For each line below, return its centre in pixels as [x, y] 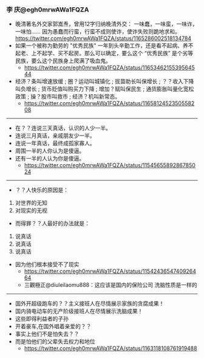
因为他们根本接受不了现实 [47, 264]
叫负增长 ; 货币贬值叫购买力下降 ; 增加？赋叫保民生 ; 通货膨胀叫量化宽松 [104, 89]
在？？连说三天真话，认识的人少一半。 [63, 128]
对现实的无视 [31, 210]
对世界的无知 [31, 203]
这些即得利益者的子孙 [42, 319]
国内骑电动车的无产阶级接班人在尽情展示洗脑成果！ [79, 311]
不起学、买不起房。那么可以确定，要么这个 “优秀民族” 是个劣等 [115, 53]
